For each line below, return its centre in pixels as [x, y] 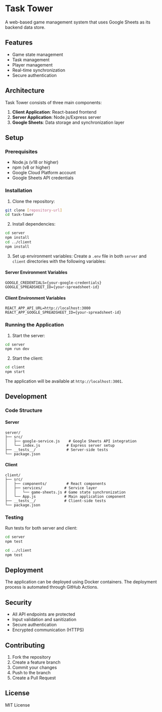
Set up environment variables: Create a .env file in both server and [79, 256]
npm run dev [17, 349]
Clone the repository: [34, 201]
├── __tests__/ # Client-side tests [56, 501]
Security [18, 602]
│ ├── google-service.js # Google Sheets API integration [71, 441]
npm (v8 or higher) [31, 167]
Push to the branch [31, 672]
